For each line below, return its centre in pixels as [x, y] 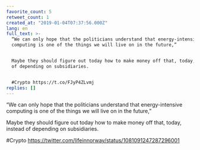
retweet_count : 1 [28, 17]
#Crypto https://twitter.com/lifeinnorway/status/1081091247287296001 [93, 140]
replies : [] [21, 88]
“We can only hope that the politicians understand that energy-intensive [94, 105]
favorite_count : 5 [29, 12]
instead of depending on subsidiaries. [53, 129]
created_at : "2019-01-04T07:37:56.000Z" [57, 23]
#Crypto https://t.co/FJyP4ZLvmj [53, 82]
